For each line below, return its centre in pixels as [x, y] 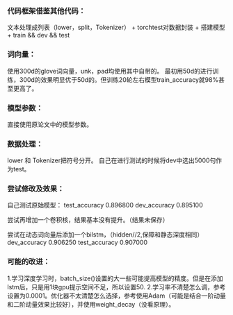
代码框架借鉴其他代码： [46, 10]
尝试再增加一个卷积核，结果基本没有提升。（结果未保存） [88, 220]
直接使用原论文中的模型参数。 [50, 124]
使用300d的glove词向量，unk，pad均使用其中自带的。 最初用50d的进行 [110, 71]
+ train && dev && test [39, 35]
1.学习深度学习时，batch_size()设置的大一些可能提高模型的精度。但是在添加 [115, 278]
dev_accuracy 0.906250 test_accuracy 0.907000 [78, 242]
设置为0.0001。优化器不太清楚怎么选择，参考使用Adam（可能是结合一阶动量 [116, 296]
